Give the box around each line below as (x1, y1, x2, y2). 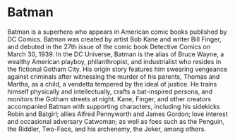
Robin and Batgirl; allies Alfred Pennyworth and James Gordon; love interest (7, 110, 228, 118)
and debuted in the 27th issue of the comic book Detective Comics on (7, 42, 210, 51)
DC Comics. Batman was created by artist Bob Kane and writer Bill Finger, (7, 34, 222, 43)
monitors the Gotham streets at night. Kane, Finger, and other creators (7, 94, 212, 103)
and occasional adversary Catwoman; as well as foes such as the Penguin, (7, 117, 224, 125)
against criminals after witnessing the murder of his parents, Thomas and (7, 72, 220, 81)
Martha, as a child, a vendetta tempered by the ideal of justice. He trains (7, 79, 217, 88)
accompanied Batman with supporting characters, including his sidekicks (7, 102, 220, 110)
